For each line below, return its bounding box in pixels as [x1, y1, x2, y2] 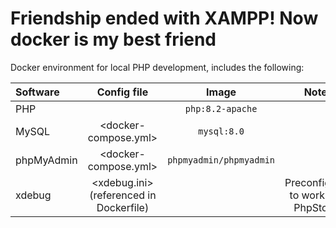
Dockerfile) [96, 200, 150, 214]
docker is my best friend [10, 28, 217, 51]
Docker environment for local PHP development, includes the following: [10, 61, 305, 73]
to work [289, 188, 325, 202]
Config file [96, 85, 149, 99]
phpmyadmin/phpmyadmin [167, 154, 276, 166]
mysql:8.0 [198, 125, 245, 137]
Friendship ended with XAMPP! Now [10, 7, 319, 30]
